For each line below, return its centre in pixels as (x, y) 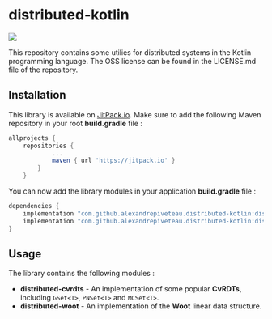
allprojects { (32, 138)
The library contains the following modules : (82, 274)
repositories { (49, 146)
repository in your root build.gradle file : (76, 123)
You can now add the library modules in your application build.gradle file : (132, 191)
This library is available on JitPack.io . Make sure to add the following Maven (135, 114)
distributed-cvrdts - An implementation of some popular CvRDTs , (131, 289)
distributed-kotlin (69, 15)
